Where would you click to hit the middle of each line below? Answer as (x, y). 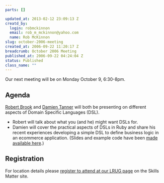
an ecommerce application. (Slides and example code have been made (85, 138)
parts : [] (15, 10)
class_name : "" (21, 65)
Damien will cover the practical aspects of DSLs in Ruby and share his (84, 127)
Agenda (18, 95)
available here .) (28, 143)
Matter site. (17, 176)
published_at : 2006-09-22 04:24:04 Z (44, 56)
